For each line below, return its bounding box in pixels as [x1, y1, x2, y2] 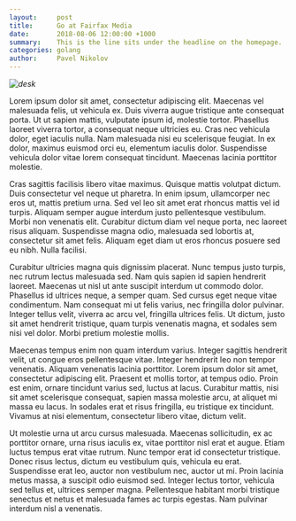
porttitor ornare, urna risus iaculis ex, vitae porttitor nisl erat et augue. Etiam [9, 438, 285, 447]
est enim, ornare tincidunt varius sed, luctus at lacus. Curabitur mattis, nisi [9, 383, 279, 393]
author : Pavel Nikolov [9, 54, 109, 63]
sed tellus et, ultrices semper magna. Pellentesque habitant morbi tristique [9, 485, 280, 494]
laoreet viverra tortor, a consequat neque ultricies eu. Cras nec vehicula [9, 124, 270, 134]
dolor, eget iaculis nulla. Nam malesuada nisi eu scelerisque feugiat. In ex [9, 134, 276, 144]
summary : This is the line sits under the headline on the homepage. [9, 37, 283, 47]
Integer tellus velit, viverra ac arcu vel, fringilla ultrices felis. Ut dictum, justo [9, 309, 285, 319]
